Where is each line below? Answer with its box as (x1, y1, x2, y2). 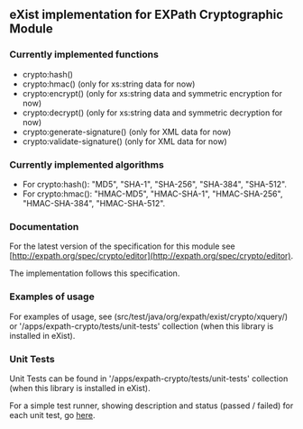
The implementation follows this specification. (9, 268, 180, 278)
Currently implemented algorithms (9, 158, 164, 170)
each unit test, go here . (9, 409, 96, 420)
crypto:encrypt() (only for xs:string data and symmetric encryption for (22, 87, 282, 98)
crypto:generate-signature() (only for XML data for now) (22, 126, 232, 137)
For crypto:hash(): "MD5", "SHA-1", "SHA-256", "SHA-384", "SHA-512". (22, 178, 287, 189)
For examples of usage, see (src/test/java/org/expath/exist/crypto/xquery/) (9, 311, 289, 322)
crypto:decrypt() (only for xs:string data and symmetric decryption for (22, 107, 283, 118)
